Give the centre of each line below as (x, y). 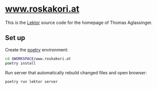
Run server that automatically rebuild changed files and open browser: (76, 72)
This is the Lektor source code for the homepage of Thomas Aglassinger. (79, 22)
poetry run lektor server (31, 82)
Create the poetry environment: (37, 49)
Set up (15, 38)
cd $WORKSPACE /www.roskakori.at (38, 59)
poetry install (21, 63)
